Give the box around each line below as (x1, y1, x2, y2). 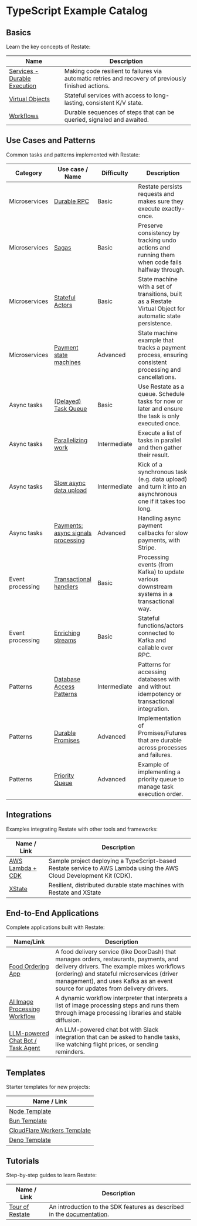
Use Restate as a (138, 382, 185, 391)
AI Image (9, 998, 34, 1006)
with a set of (138, 282, 172, 291)
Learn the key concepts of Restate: (6, 43, 91, 50)
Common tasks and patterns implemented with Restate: (6, 151, 140, 158)
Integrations (6, 810, 52, 820)
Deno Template (9, 1136, 51, 1144)
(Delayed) (53, 397, 81, 405)
